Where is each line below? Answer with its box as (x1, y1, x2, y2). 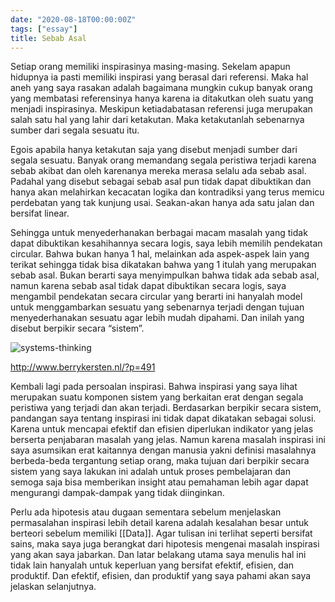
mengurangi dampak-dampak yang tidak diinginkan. (10, 487, 225, 499)
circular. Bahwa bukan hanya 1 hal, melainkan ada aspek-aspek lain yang (10, 248, 310, 260)
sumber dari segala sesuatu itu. (10, 124, 140, 136)
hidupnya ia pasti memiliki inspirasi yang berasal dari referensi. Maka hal (10, 71, 309, 83)
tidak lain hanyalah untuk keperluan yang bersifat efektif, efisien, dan (10, 559, 295, 571)
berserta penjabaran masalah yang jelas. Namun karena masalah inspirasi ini (10, 434, 326, 446)
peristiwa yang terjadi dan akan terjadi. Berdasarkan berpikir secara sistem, (10, 402, 322, 414)
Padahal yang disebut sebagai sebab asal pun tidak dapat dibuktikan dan (10, 176, 312, 188)
